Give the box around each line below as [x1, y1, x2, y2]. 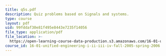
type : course [5, 16, 32, 21]
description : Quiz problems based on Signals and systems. [5, 12, 129, 17]
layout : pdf [5, 20, 30, 26]
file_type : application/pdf [5, 30, 63, 35]
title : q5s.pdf [5, 7, 37, 12]
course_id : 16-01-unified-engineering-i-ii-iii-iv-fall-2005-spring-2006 [5, 43, 161, 48]
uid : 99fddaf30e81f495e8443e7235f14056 [5, 25, 87, 30]
